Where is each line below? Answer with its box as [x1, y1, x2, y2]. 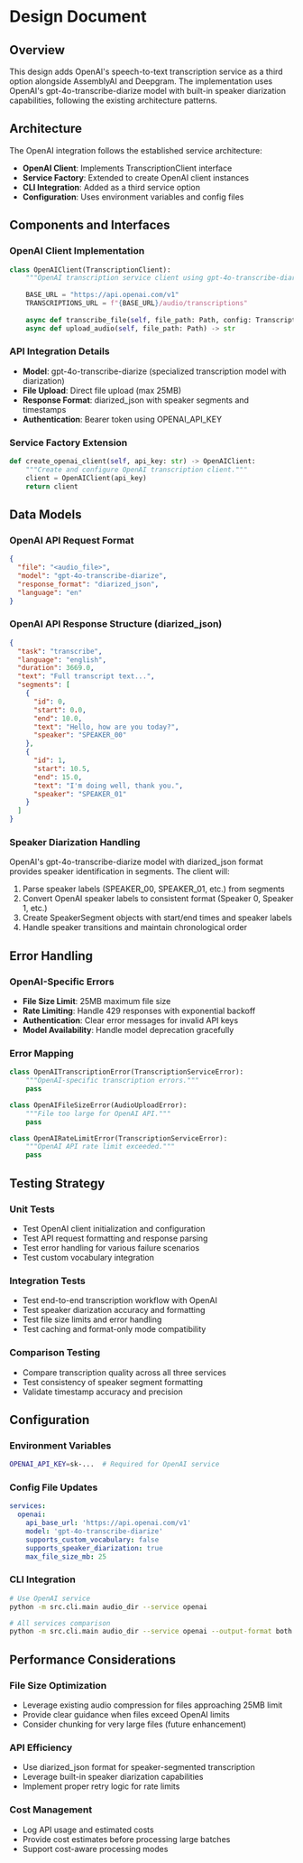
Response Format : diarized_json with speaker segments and [22, 395, 250, 405]
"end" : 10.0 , [32, 713, 83, 723]
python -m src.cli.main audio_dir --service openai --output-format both [9, 1627, 293, 1636]
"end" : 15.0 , [32, 772, 83, 782]
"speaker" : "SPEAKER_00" [32, 731, 127, 740]
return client [25, 481, 78, 491]
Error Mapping [9, 1047, 74, 1059]
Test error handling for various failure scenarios [22, 1242, 200, 1253]
